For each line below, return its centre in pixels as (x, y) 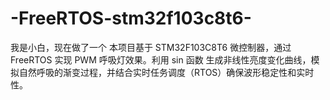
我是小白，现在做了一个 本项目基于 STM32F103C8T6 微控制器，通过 (151, 47)
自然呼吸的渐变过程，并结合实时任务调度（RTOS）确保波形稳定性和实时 (166, 72)
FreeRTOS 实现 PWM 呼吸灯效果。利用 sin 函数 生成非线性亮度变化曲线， (161, 59)
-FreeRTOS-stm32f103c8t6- (131, 18)
